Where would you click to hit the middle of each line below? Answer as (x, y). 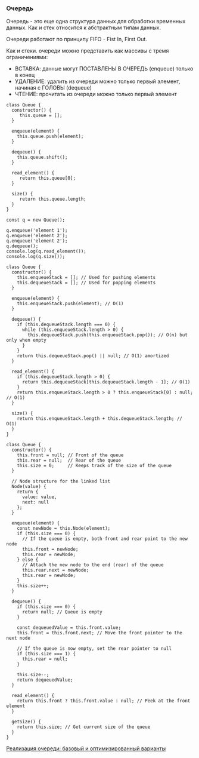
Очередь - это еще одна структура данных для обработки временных (96, 22)
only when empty (26, 340)
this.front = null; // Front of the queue (70, 455)
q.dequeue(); (22, 246)
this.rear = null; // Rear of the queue (69, 461)
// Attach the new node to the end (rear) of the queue (93, 565)
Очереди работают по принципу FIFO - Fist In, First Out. (77, 39)
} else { (28, 560)
